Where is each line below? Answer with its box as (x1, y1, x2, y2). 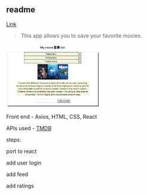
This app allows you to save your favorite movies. (20, 32, 142, 39)
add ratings (6, 182, 35, 189)
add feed (6, 171, 29, 178)
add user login (6, 159, 42, 166)
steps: (6, 136, 21, 143)
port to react (6, 147, 37, 155)
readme (6, 5, 36, 15)
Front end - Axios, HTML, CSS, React (6, 113, 97, 120)
